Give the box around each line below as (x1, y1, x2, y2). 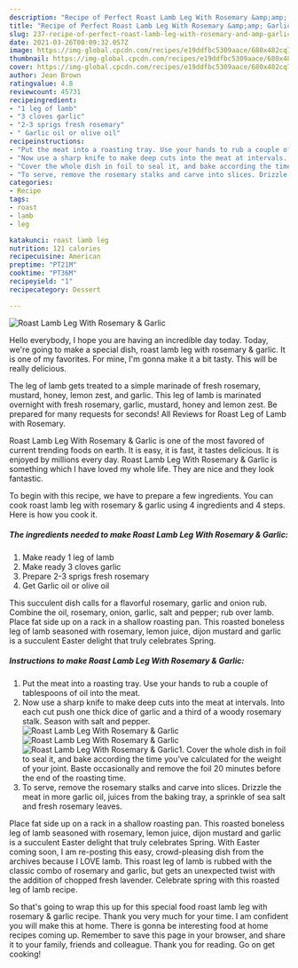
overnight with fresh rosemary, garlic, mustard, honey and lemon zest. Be (9, 399, 278, 410)
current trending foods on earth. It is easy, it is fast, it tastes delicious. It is (9, 444, 279, 455)
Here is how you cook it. (9, 508, 98, 520)
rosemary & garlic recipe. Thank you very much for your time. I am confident (9, 910, 289, 921)
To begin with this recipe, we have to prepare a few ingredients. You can (9, 490, 273, 500)
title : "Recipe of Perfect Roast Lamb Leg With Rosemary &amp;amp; (9, 21, 264, 30)
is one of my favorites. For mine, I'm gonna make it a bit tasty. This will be (9, 353, 278, 364)
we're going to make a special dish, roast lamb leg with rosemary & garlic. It (9, 344, 286, 355)
